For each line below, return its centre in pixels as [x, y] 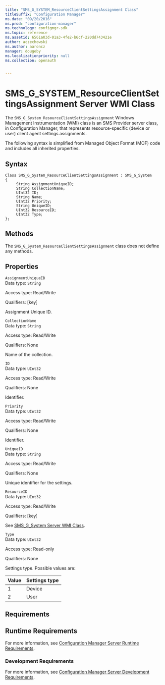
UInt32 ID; [27, 193]
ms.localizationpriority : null [37, 56]
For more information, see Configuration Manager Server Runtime [72, 643]
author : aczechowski [27, 42]
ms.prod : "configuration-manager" [41, 24]
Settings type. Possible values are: [40, 568]
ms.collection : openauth [31, 60]
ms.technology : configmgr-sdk [36, 28]
